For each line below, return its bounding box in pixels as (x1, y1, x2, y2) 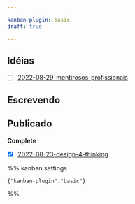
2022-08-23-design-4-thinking (17, 150, 108, 158)
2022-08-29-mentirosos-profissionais (17, 73, 128, 82)
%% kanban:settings (7, 163, 68, 172)
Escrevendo (7, 94, 61, 105)
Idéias (7, 54, 35, 66)
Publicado (7, 118, 52, 130)
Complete (7, 136, 37, 145)
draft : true (7, 22, 42, 30)
